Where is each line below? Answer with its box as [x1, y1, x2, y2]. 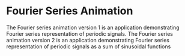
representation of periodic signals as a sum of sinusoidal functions [6, 43, 171, 50]
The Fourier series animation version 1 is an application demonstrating [6, 24, 180, 31]
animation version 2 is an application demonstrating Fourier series [6, 36, 170, 43]
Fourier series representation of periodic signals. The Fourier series [6, 30, 173, 37]
